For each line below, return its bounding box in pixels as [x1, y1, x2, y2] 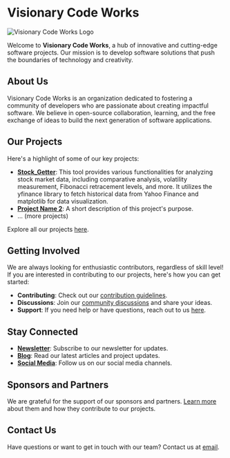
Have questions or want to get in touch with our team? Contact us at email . [7, 443, 220, 451]
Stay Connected [7, 326, 78, 337]
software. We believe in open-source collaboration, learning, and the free [7, 108, 216, 117]
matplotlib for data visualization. [17, 197, 108, 205]
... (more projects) [17, 212, 69, 220]
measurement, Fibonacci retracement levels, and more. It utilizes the [17, 182, 213, 190]
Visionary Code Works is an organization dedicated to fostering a [7, 94, 193, 102]
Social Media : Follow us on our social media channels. [17, 359, 173, 367]
